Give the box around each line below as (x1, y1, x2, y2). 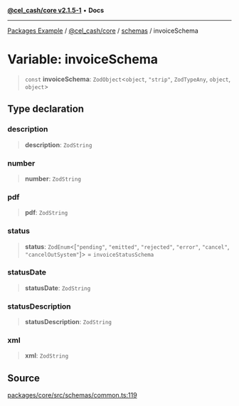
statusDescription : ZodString (24, 318, 112, 326)
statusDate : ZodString (24, 284, 91, 292)
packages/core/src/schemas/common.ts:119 (7, 391, 137, 400)
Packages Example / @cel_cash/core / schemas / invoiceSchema (7, 26, 199, 35)
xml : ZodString (24, 351, 69, 360)
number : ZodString (24, 174, 82, 183)
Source (7, 372, 41, 384)
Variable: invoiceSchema (7, 51, 159, 68)
